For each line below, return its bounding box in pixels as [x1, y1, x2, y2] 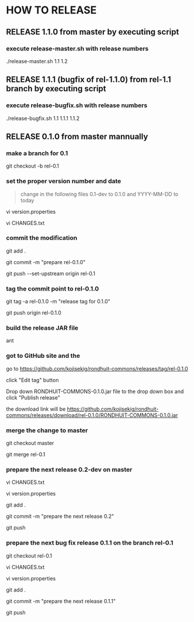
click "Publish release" [6, 394, 60, 401]
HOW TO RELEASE [6, 4, 97, 17]
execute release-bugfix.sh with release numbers [6, 101, 148, 110]
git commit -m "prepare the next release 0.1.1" [6, 597, 116, 604]
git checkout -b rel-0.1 [6, 162, 60, 170]
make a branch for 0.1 [6, 149, 68, 157]
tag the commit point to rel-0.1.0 [6, 285, 99, 293]
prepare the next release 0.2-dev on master [6, 465, 133, 473]
